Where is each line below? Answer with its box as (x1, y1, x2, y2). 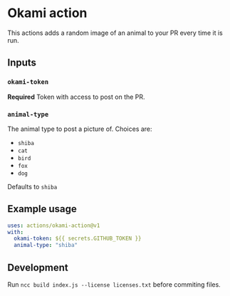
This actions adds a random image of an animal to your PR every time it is (7, 28, 223, 37)
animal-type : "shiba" (14, 242, 78, 249)
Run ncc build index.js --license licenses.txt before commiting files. (7, 280, 221, 289)
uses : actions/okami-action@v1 (7, 222, 100, 229)
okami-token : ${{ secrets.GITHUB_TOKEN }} (14, 235, 142, 243)
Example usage (7, 203, 77, 215)
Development (7, 261, 69, 273)
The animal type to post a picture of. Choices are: (7, 125, 152, 133)
